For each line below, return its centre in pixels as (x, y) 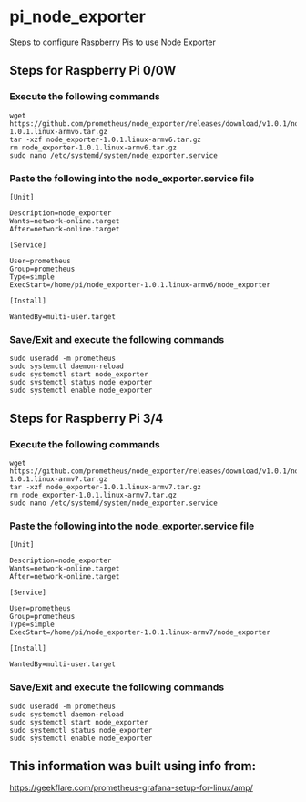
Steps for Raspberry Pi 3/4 (87, 418)
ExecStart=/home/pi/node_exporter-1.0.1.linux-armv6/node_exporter (140, 284)
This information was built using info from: (133, 766)
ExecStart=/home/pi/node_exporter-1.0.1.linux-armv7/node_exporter (140, 632)
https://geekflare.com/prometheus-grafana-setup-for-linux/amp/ (131, 788)
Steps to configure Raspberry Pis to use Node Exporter (112, 42)
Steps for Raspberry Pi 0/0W (93, 71)
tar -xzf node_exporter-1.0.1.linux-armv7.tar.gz (106, 487)
